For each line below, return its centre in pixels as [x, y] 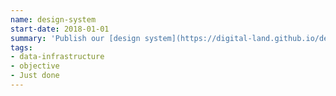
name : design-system [53, 19]
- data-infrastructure [57, 57]
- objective [35, 66]
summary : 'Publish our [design [75, 38]
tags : [21, 47]
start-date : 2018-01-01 [60, 29]
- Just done [35, 76]
